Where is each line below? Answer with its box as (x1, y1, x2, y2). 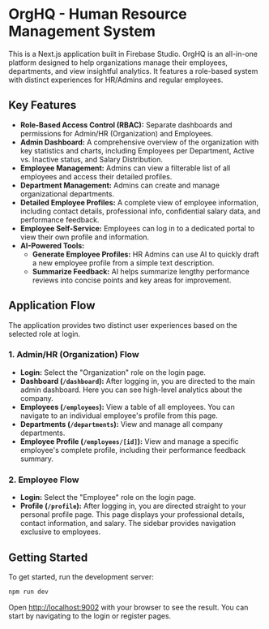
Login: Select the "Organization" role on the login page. (19, 367, 207, 377)
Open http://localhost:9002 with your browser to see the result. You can (8, 602, 249, 612)
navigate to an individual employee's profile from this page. (19, 411, 219, 420)
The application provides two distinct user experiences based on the (8, 320, 237, 330)
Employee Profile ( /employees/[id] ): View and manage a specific (19, 436, 239, 446)
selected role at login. (8, 329, 81, 338)
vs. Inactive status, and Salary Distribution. (19, 154, 164, 164)
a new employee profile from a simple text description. (32, 257, 215, 268)
